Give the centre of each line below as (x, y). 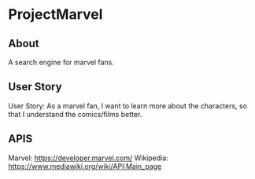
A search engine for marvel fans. (61, 62)
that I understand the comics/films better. (75, 114)
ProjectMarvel (55, 15)
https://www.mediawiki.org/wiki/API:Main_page (85, 166)
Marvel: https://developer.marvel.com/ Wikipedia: (89, 158)
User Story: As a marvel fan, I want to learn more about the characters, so (128, 106)
